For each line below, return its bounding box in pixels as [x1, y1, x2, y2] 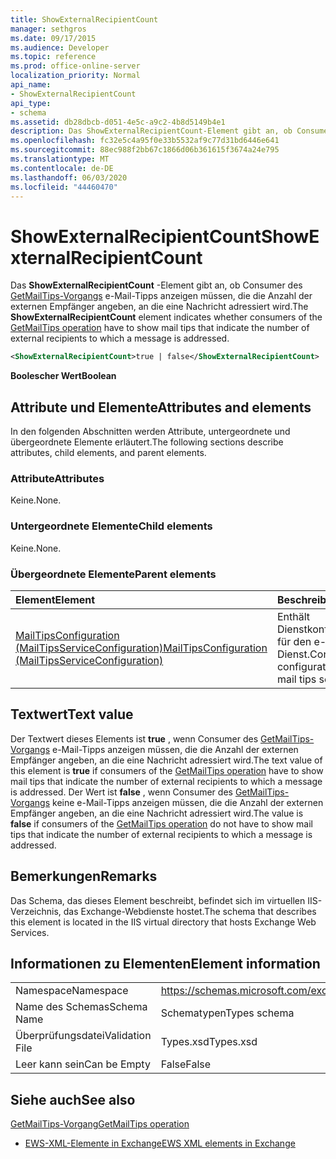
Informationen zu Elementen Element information [10, 955, 321, 972]
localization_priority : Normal [10, 71, 141, 81]
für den [276, 634, 312, 648]
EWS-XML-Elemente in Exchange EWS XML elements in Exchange [24, 1137, 296, 1150]
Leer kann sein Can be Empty [15, 1057, 151, 1071]
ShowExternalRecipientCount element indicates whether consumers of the [10, 311, 323, 323]
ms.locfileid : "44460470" [10, 182, 118, 192]
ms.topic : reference [10, 52, 97, 62]
